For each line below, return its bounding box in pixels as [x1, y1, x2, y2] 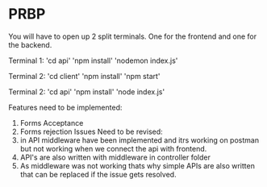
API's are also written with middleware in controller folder [19, 152, 211, 162]
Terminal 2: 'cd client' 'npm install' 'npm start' [8, 71, 161, 81]
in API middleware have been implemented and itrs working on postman [19, 135, 260, 145]
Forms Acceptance [19, 118, 84, 127]
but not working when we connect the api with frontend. [19, 143, 207, 153]
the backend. [8, 39, 52, 49]
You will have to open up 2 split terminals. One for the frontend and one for [8, 31, 257, 41]
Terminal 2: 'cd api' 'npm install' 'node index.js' [8, 86, 165, 97]
